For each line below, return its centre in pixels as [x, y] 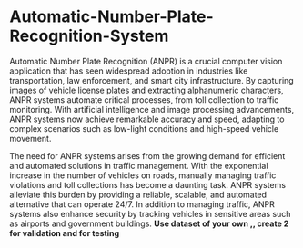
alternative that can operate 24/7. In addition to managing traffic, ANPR [142, 204]
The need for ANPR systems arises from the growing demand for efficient [147, 155]
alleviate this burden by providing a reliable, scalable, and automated [138, 194]
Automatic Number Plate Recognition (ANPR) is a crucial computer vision [146, 61]
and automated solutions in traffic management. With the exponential [139, 165]
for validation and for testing [65, 233]
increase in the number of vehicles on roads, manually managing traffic [143, 175]
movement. [30, 138]
